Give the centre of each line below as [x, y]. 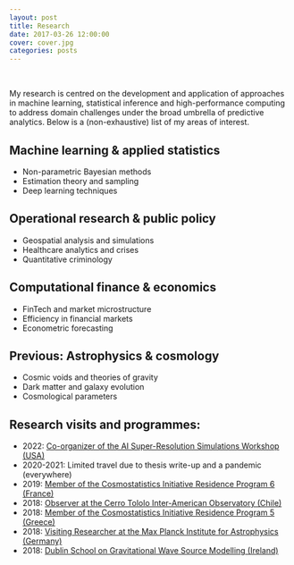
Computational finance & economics [113, 287]
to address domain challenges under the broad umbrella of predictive [137, 113]
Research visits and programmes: [105, 424]
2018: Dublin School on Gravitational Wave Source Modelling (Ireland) [150, 551]
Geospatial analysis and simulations [88, 240]
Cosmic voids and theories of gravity [90, 377]
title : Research [39, 26]
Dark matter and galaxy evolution [83, 387]
